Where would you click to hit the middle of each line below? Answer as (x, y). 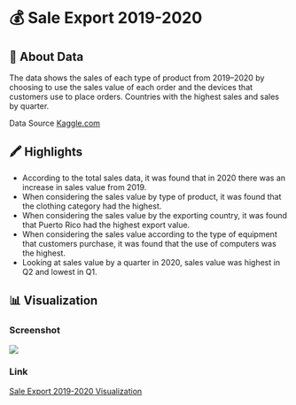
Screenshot (35, 331)
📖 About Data (47, 56)
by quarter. (29, 106)
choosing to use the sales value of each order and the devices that (131, 87)
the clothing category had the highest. (92, 206)
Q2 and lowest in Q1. (59, 271)
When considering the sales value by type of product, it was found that (152, 196)
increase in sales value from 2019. (84, 187)
